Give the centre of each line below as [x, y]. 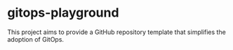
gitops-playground [63, 13]
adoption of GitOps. [36, 39]
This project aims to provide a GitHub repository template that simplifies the [116, 32]
